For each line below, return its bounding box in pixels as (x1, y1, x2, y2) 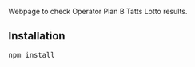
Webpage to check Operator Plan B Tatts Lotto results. (8, 7, 188, 16)
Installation (8, 29, 66, 43)
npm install (8, 50, 55, 59)
